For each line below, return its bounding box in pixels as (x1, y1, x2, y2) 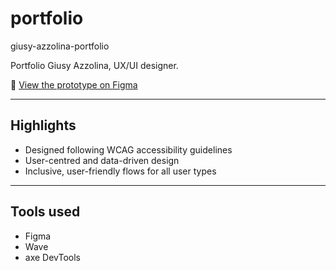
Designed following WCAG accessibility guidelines (24, 143, 233, 156)
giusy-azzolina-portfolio (10, 40, 110, 52)
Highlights (10, 117, 77, 134)
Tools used (10, 203, 81, 221)
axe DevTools (24, 251, 81, 263)
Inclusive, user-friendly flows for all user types (24, 165, 217, 177)
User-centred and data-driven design (24, 154, 180, 166)
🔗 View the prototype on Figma (10, 78, 138, 91)
